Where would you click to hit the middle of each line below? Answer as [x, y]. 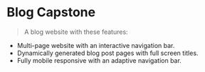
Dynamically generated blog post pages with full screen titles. [107, 53]
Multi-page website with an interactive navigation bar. [96, 45]
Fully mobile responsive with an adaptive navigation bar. [99, 60]
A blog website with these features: [76, 32]
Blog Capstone [51, 12]
